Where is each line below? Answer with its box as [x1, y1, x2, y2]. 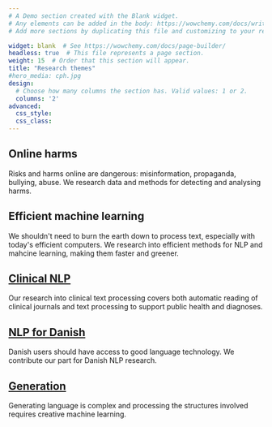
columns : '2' [15, 94, 60, 102]
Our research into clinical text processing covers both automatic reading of [8, 293, 259, 303]
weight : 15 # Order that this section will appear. [8, 57, 190, 65]
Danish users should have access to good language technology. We [8, 347, 235, 357]
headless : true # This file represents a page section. [8, 50, 205, 58]
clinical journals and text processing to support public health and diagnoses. [8, 302, 263, 312]
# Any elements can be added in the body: [8, 19, 154, 28]
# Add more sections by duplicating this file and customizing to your [8, 27, 255, 35]
